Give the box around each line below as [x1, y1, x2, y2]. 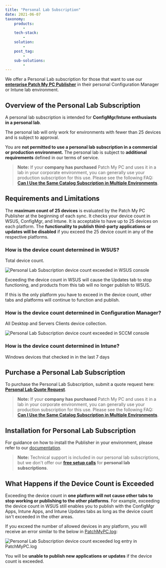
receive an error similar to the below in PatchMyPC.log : [5, 529, 118, 535]
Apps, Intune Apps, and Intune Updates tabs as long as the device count [5, 508, 153, 514]
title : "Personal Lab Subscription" [5, 7, 81, 12]
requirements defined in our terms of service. [5, 154, 99, 160]
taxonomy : [5, 16, 26, 21]
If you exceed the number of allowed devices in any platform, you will [5, 523, 147, 529]
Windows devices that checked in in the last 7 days [5, 354, 110, 360]
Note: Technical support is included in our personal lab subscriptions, [17, 454, 160, 460]
